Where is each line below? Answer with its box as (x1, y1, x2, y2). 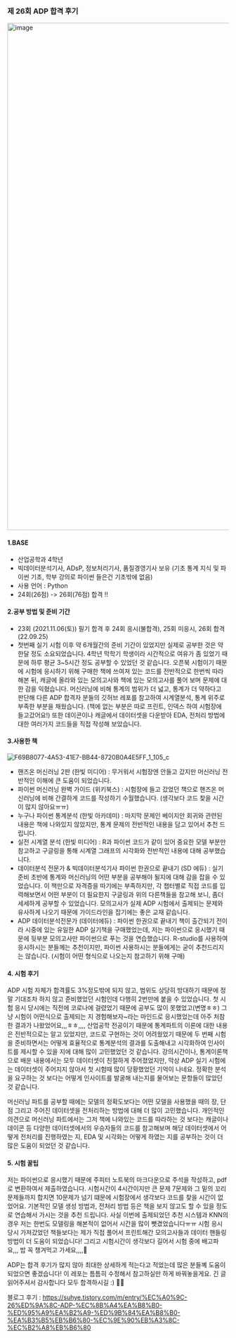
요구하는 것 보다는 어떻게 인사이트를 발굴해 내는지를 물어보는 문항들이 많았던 (14, 1074, 223, 1082)
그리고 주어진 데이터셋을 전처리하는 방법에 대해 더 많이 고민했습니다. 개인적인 (14, 1106, 225, 1115)
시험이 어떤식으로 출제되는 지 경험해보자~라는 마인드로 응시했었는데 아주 (14, 1012, 212, 1021)
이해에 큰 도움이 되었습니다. (36, 776, 112, 784)
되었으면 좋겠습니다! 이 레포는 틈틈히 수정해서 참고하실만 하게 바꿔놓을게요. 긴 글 (7, 1269, 227, 1278)
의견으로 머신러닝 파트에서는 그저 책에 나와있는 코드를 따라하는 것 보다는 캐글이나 (7, 1115, 229, 1124)
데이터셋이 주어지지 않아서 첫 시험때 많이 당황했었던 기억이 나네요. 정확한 (14, 1065, 214, 1073)
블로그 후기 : (7, 1293, 41, 1301)
